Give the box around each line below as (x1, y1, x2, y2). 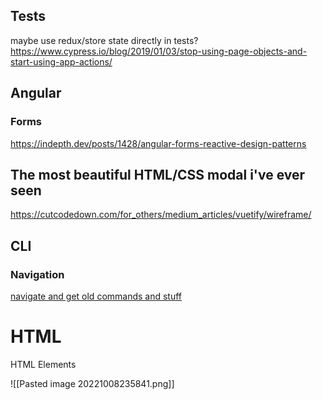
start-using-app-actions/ (10, 55, 113, 68)
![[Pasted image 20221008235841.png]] (10, 377, 175, 389)
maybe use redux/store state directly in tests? (10, 34, 199, 46)
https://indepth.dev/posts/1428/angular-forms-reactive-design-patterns (10, 137, 307, 149)
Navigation (10, 267, 65, 281)
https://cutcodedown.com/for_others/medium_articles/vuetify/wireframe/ (10, 209, 312, 221)
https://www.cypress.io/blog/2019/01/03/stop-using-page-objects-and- (10, 45, 308, 57)
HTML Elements (10, 358, 77, 370)
